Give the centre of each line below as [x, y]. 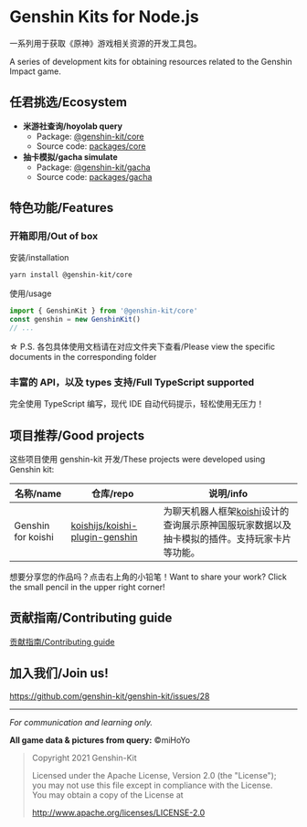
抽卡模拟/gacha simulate [70, 156]
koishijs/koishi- [104, 525]
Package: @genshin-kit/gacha [93, 167]
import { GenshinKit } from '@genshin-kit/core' [104, 311]
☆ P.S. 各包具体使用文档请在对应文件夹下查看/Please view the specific [143, 346]
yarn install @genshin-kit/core [71, 275]
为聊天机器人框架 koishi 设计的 [226, 512]
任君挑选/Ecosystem [69, 102]
